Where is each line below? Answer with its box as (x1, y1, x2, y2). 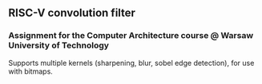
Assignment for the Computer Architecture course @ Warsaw (8, 30, 254, 41)
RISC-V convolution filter (8, 6, 136, 20)
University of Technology (8, 40, 110, 51)
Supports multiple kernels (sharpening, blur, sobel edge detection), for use (8, 58, 255, 67)
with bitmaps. (8, 67, 54, 76)
